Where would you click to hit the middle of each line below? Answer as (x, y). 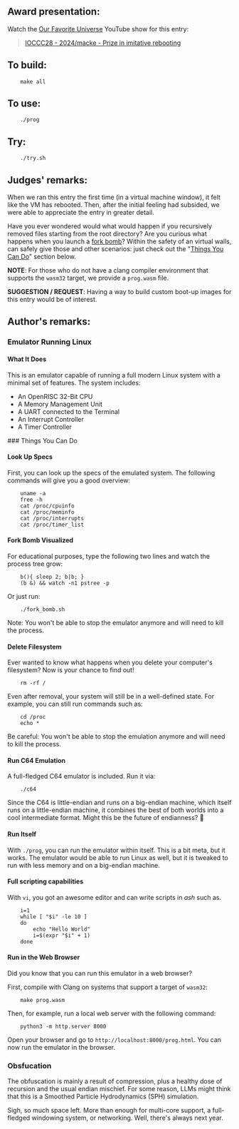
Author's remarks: (49, 322)
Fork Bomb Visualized (40, 540)
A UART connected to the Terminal (68, 411)
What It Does (27, 359)
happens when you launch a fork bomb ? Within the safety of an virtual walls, (119, 241)
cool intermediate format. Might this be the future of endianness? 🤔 (106, 818)
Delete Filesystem (34, 647)
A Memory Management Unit (60, 404)
